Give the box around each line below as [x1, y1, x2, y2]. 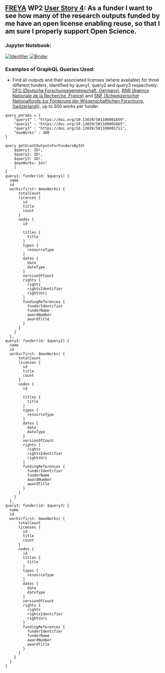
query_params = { [5, 112, 41, 118]
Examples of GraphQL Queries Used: [5, 65, 95, 72]
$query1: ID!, [14, 147, 43, 153]
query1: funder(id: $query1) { [5, 173, 70, 178]
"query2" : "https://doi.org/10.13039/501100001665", [14, 121, 127, 126]
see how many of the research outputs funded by [5, 12, 160, 20]
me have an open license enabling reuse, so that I [5, 19, 160, 28]
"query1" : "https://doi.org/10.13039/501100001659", [14, 117, 127, 122]
